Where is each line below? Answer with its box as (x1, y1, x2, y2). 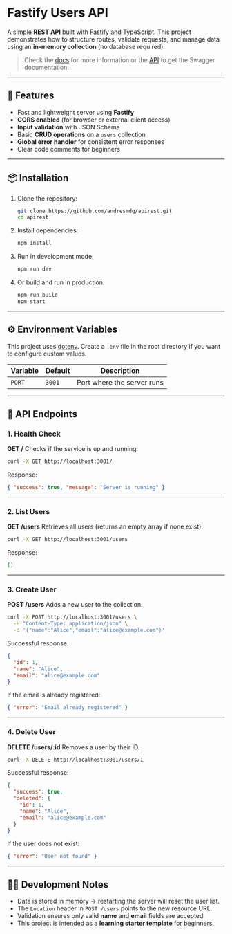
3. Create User (7, 585, 57, 594)
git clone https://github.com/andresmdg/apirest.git (17, 208, 173, 214)
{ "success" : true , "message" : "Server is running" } (7, 484, 166, 491)
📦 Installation (7, 172, 69, 184)
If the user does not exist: (7, 839, 80, 848)
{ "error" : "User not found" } (7, 853, 97, 860)
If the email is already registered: (7, 690, 101, 699)
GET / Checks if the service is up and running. (7, 445, 139, 453)
